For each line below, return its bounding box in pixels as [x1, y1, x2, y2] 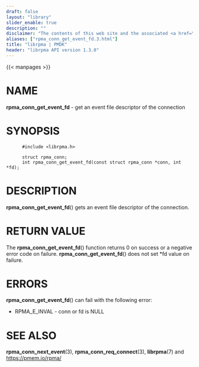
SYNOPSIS [6, 124, 60, 138]
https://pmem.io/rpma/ [6, 355, 62, 362]
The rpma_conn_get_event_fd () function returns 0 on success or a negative [6, 243, 192, 251]
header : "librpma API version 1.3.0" [6, 47, 99, 53]
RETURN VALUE [6, 224, 86, 238]
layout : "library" [6, 14, 52, 20]
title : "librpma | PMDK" [6, 42, 68, 48]
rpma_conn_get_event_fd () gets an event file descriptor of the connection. [6, 203, 190, 210]
